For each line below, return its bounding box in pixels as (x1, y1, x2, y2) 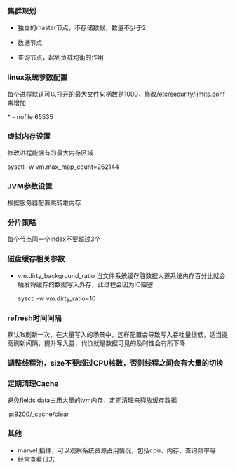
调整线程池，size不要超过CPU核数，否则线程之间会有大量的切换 (7, 359, 224, 368)
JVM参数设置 (7, 181, 53, 191)
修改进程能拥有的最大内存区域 (7, 148, 93, 157)
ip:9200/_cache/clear (7, 410, 69, 418)
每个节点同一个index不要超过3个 (7, 235, 101, 243)
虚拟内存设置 (7, 131, 51, 141)
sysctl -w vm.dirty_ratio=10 (17, 294, 96, 303)
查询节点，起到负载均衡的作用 (17, 53, 104, 62)
